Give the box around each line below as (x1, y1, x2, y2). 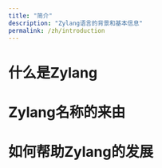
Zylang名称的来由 (8, 103, 126, 121)
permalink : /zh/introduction (8, 26, 105, 34)
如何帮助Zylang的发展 (8, 142, 154, 161)
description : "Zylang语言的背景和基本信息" (8, 19, 144, 27)
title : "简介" (8, 11, 53, 20)
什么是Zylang (8, 63, 98, 82)
